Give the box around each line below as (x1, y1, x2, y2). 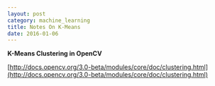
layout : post (7, 10, 46, 18)
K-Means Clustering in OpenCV (7, 49, 102, 58)
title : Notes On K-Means (7, 23, 81, 30)
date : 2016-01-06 (7, 30, 59, 37)
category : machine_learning (7, 17, 91, 24)
